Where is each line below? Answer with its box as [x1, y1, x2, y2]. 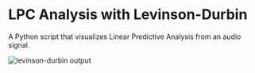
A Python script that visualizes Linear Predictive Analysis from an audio [8, 32, 241, 41]
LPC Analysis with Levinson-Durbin [8, 6, 248, 24]
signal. [8, 40, 30, 49]
